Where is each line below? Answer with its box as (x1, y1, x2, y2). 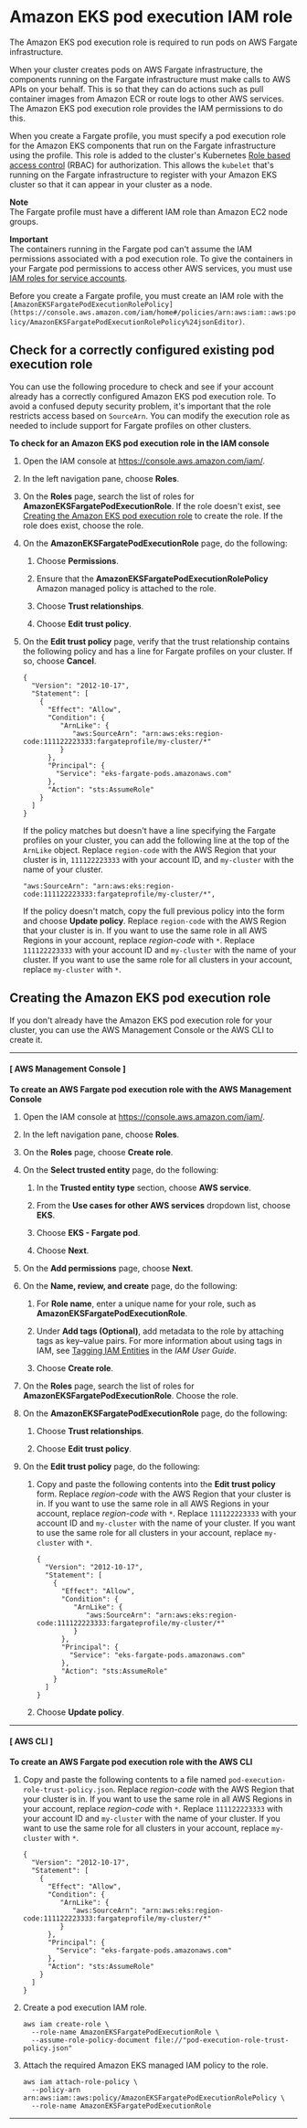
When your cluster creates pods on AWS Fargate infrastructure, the (9, 64, 263, 75)
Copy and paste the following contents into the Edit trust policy (36, 1478, 276, 1489)
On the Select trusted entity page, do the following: (22, 1164, 219, 1176)
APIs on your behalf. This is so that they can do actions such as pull (9, 83, 264, 94)
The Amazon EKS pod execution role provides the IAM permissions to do (9, 102, 283, 113)
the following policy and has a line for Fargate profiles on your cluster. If (22, 645, 293, 656)
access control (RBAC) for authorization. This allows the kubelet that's (9, 159, 274, 170)
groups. (9, 216, 39, 227)
